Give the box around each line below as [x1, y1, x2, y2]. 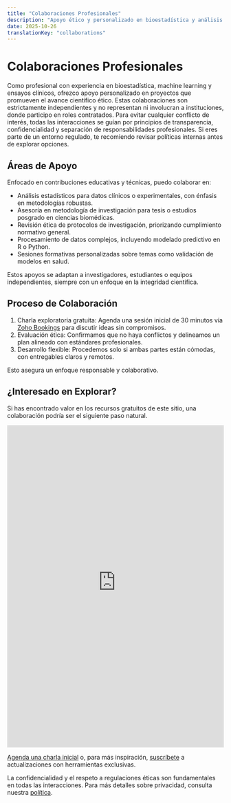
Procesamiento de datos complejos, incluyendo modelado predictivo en [16, 235, 221, 243]
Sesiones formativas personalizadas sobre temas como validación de [16, 250, 214, 258]
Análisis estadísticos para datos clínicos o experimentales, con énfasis [16, 192, 217, 199]
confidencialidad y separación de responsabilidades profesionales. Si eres [7, 125, 218, 134]
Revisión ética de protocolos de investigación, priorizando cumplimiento [16, 221, 222, 229]
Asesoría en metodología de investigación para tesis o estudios [16, 206, 197, 214]
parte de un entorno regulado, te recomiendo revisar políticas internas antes [7, 133, 223, 141]
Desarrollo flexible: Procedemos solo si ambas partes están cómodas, [16, 345, 215, 353]
